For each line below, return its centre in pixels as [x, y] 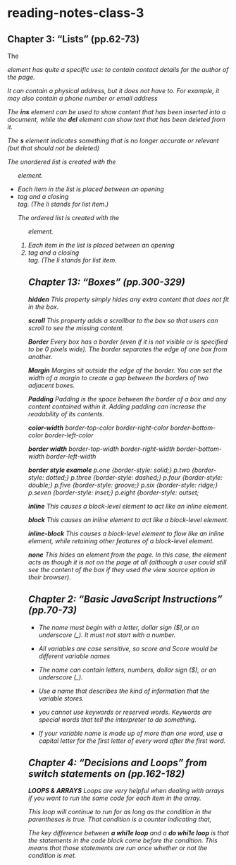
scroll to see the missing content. [76, 328]
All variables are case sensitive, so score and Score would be [128, 648]
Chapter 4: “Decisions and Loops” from [118, 763]
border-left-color [69, 435]
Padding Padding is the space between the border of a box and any [127, 399]
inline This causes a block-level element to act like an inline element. [128, 506]
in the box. [43, 307]
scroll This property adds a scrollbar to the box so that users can [123, 320]
